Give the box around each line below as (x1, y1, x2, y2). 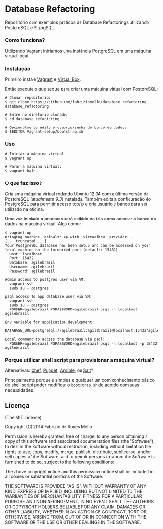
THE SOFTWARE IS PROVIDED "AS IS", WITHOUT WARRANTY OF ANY (5, 483, 147, 489)
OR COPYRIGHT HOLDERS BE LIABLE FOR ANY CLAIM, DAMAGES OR (5, 504, 146, 510)
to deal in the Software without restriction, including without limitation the (5, 444, 151, 450)
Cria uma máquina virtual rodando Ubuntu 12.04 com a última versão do (5, 191, 149, 197)
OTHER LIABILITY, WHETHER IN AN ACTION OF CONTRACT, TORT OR (5, 509, 147, 515)
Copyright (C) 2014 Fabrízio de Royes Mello (5, 424, 92, 430)
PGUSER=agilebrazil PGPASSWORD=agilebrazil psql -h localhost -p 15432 (9, 341, 158, 346)
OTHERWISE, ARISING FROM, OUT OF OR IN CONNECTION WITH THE (5, 514, 147, 520)
